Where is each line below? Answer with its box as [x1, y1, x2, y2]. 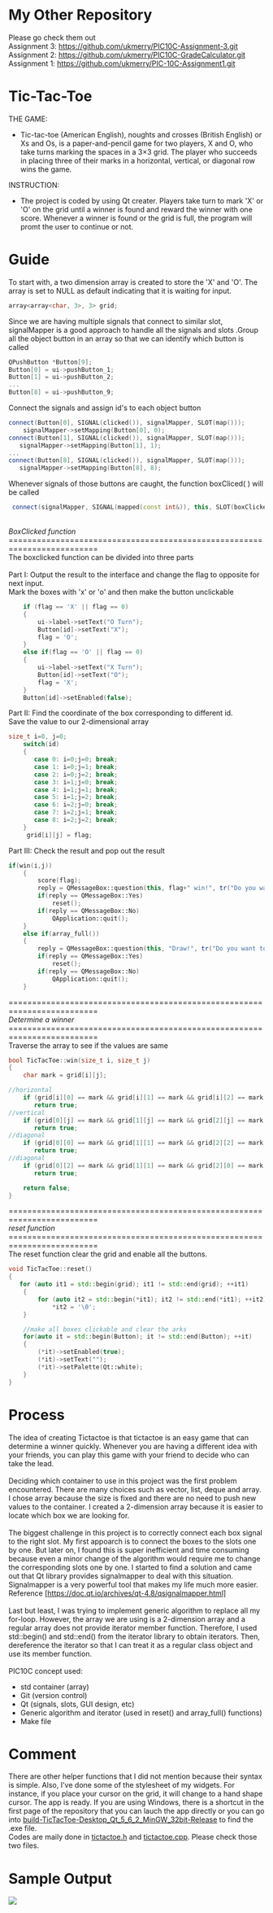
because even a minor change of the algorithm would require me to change [8, 1553, 261, 1563]
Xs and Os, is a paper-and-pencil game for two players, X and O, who [19, 138, 253, 148]
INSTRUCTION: [8, 180, 59, 190]
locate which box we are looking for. [8, 1510, 130, 1520]
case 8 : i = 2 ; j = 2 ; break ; [33, 816, 118, 824]
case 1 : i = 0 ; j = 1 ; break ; [33, 762, 118, 771]
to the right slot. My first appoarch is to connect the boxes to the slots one [8, 1536, 257, 1546]
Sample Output [8, 1869, 112, 1888]
